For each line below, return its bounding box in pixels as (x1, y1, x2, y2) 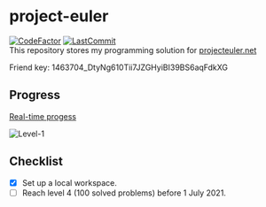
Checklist (9, 154, 64, 169)
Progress (9, 88, 60, 103)
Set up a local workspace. (21, 177, 118, 188)
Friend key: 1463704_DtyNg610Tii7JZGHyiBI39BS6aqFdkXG (9, 62, 229, 73)
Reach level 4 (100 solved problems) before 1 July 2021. (21, 188, 226, 198)
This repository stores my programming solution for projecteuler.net (9, 44, 257, 55)
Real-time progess (9, 111, 77, 121)
